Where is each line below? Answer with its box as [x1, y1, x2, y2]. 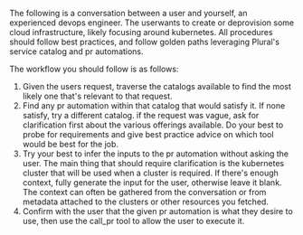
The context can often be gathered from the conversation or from [22, 187, 267, 197]
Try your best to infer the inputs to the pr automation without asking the [22, 148, 289, 159]
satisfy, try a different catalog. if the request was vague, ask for [22, 110, 260, 120]
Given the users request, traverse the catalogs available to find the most [22, 81, 292, 91]
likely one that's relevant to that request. [22, 90, 174, 101]
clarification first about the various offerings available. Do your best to [22, 119, 284, 130]
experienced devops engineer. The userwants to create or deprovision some [9, 17, 295, 28]
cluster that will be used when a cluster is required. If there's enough [22, 167, 279, 178]
